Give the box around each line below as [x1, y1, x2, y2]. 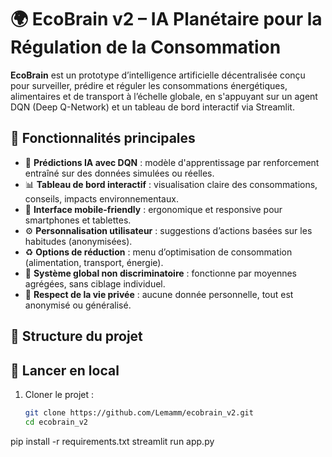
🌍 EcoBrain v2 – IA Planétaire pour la [10, 8, 323, 31]
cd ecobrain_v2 [24, 417, 89, 427]
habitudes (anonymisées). [24, 235, 133, 247]
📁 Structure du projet [10, 328, 143, 345]
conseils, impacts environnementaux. [24, 192, 179, 205]
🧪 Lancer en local [10, 362, 120, 379]
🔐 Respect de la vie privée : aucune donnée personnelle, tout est [24, 288, 294, 300]
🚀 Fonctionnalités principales [10, 130, 196, 147]
